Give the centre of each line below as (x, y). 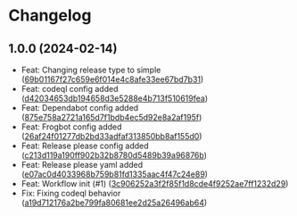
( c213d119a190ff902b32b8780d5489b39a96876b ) (114, 155)
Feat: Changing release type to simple (91, 70)
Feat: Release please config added (85, 145)
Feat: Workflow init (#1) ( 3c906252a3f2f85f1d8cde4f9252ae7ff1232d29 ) (155, 183)
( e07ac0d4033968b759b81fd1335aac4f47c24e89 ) (115, 174)
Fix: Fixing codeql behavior (71, 193)
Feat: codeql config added (70, 89)
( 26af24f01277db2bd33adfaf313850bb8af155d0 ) (111, 136)
